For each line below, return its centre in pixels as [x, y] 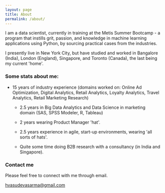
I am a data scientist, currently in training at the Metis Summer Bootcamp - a [83, 33]
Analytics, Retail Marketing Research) [50, 97]
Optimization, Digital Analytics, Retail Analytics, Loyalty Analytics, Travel [86, 93]
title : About [19, 14]
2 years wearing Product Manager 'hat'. [60, 122]
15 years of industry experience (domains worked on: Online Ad [77, 87]
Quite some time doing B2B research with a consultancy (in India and [90, 146]
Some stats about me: [32, 76]
